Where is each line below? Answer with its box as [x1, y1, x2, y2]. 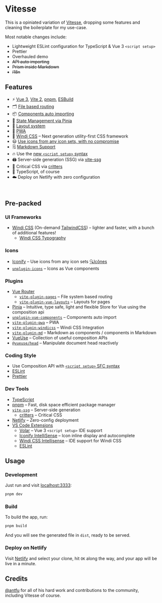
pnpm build [5, 524, 27, 528]
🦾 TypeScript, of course [12, 169, 60, 174]
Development [5, 471, 38, 478]
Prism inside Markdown [12, 64, 60, 70]
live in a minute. [5, 560, 36, 566]
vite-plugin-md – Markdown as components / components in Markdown [12, 330, 157, 336]
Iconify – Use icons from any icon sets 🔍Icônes [12, 258, 108, 264]
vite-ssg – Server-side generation [12, 407, 81, 413]
